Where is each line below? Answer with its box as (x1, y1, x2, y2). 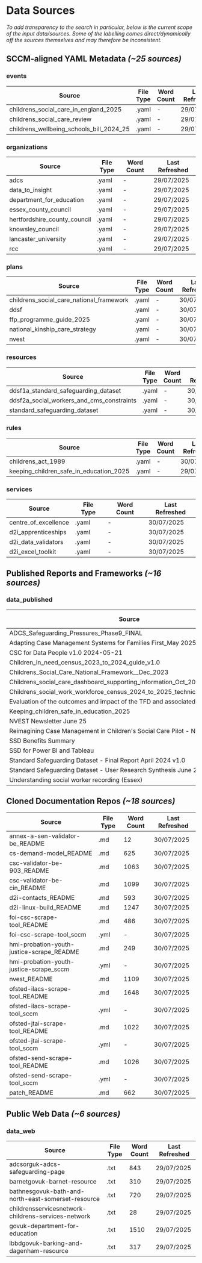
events (6, 72, 27, 80)
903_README (9, 866, 49, 875)
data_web (6, 1127, 35, 1135)
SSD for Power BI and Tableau (9, 746, 94, 755)
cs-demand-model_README (9, 849, 93, 857)
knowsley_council (9, 225, 59, 233)
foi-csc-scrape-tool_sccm (9, 930, 87, 938)
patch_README (9, 1088, 54, 1097)
